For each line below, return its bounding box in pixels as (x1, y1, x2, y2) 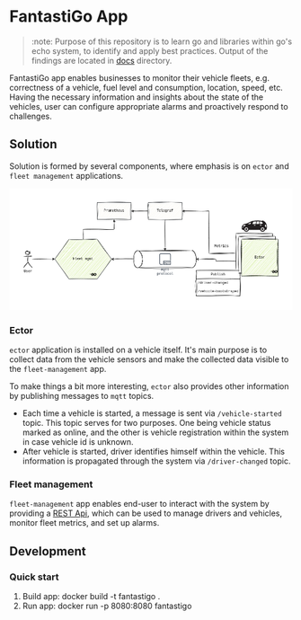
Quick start (9, 571, 60, 583)
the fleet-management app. (9, 364, 107, 375)
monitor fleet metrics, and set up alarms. (9, 518, 160, 528)
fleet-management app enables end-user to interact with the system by (9, 499, 270, 509)
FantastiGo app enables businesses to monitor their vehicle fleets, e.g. (9, 72, 270, 83)
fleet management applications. (9, 170, 124, 181)
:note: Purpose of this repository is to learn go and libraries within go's (31, 36, 293, 47)
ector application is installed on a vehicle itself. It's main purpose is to (9, 344, 268, 356)
